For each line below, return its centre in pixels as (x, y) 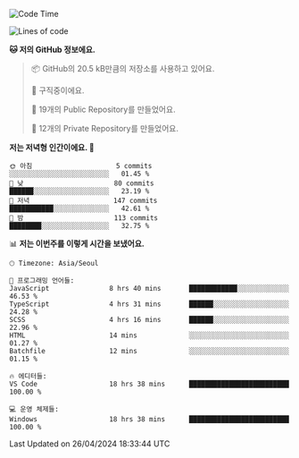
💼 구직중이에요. (58, 90)
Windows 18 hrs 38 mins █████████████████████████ (149, 420)
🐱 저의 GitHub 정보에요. (52, 50)
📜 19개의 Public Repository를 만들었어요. (103, 109)
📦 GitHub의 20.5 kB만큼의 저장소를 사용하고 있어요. (123, 68)
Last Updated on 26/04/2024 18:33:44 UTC (90, 444)
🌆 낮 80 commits (82, 183)
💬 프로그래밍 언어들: (42, 281)
